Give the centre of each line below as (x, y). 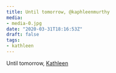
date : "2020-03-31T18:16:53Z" (45, 29)
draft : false (23, 35)
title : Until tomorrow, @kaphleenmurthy (58, 12)
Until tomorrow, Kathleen (37, 63)
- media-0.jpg (24, 23)
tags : (13, 40)
